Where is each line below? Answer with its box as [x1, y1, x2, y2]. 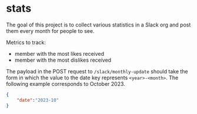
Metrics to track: [6, 39, 46, 46]
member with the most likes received [14, 50, 105, 57]
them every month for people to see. [6, 27, 95, 34]
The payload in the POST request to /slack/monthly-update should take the [6, 68, 188, 75]
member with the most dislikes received [14, 56, 112, 63]
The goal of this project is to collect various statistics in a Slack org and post [6, 21, 191, 28]
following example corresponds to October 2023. [6, 80, 125, 87]
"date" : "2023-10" [16, 97, 59, 103]
